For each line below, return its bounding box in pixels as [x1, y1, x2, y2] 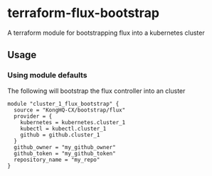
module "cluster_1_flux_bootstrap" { [7, 100, 120, 107]
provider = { [14, 112, 53, 120]
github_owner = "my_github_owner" [14, 143, 116, 150]
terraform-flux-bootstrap [7, 5, 160, 21]
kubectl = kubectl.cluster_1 [20, 125, 107, 132]
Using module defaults [7, 70, 88, 80]
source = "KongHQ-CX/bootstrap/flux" [14, 106, 126, 114]
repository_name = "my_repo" [14, 156, 100, 163]
